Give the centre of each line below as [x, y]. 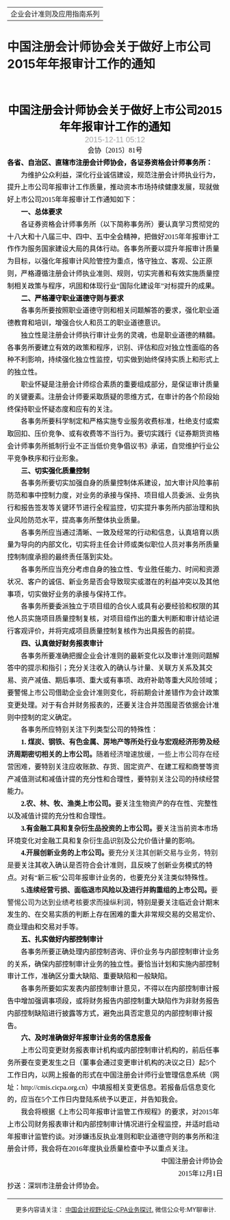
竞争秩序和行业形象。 [49, 458]
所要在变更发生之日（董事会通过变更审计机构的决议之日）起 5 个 [115, 1062]
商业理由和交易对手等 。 [45, 927]
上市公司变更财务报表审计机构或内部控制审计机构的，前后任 [117, 1050]
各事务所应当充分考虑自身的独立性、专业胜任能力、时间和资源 [120, 570]
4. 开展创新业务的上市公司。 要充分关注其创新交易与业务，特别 [119, 853]
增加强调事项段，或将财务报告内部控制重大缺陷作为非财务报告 [120, 1001]
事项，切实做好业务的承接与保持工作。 [69, 594]
